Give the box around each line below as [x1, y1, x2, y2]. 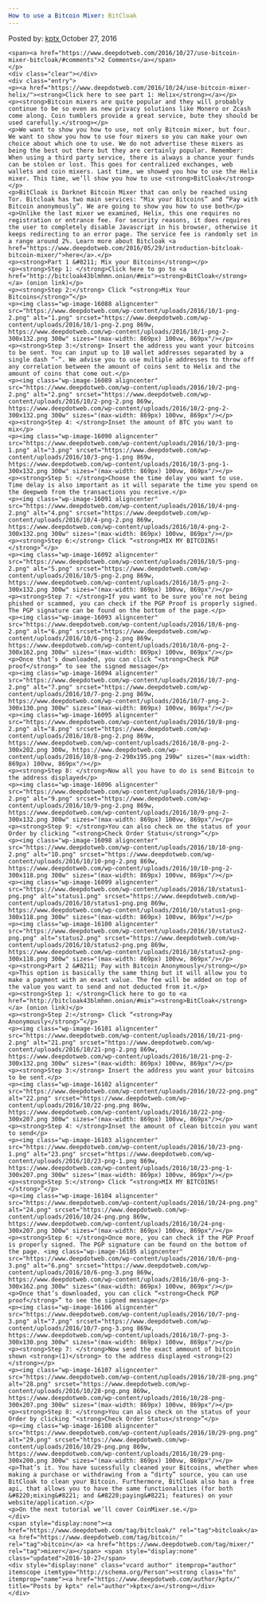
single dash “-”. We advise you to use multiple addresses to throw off [8, 355, 255, 363]
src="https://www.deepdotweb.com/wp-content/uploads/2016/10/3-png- [8, 439, 241, 447]
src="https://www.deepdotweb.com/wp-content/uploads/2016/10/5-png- [8, 557, 241, 565]
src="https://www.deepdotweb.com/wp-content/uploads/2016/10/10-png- [8, 843, 244, 851]
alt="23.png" [33, 1150, 77, 1158]
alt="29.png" [8, 1435, 52, 1444]
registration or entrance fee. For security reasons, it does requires [8, 216, 251, 224]
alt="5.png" [33, 565, 73, 573]
